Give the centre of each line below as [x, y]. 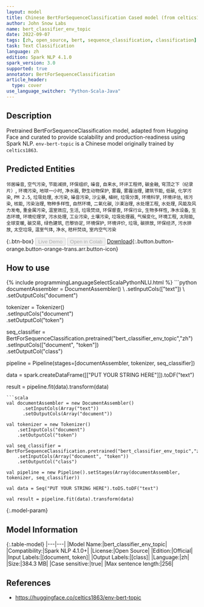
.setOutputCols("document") [42, 295]
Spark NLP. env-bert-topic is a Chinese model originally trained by [90, 143]
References [29, 583]
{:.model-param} [27, 511]
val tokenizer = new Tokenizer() [49, 425]
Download [119, 241]
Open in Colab [86, 241]
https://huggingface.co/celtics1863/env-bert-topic [78, 597]
